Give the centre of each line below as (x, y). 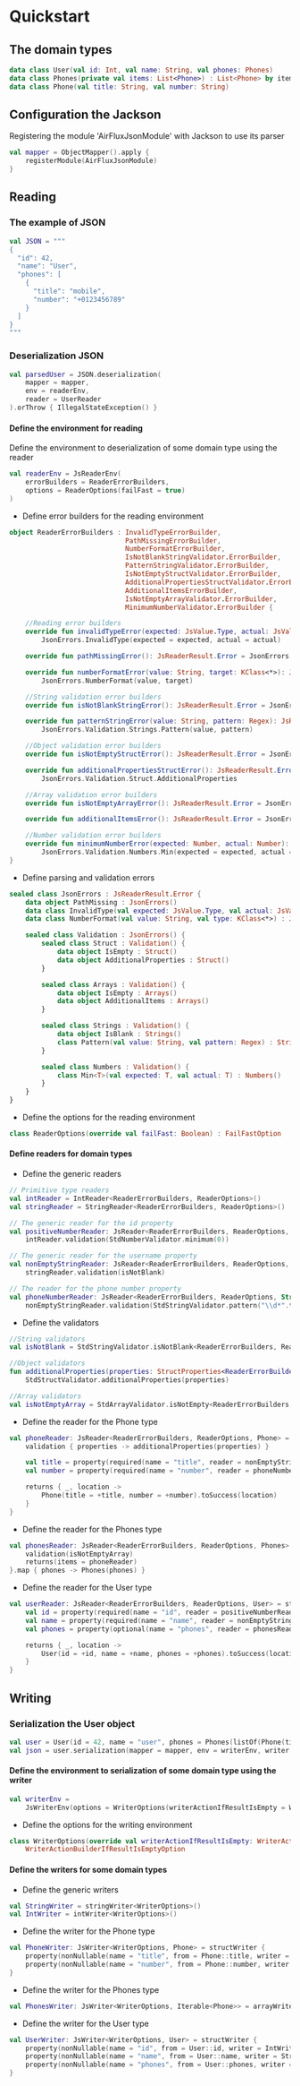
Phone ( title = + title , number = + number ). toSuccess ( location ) (159, 1496)
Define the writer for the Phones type (91, 1989)
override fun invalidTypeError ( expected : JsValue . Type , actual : (147, 632)
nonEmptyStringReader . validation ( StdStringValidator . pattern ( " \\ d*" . (158, 1305)
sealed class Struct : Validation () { (113, 944)
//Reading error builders (74, 623)
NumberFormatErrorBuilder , (175, 549)
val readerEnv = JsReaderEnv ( (66, 474)
